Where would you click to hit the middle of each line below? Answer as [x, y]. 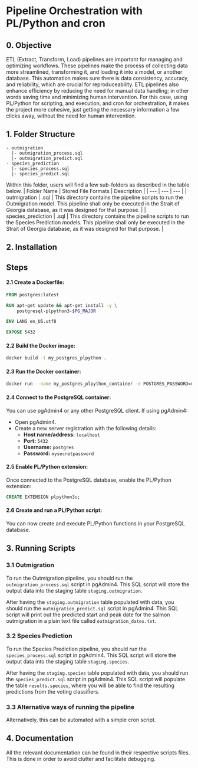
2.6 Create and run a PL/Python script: [54, 510]
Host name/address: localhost [62, 434]
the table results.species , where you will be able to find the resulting [90, 685]
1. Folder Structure [41, 134]
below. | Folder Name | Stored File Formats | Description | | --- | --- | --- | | [96, 191]
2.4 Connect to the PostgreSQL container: [59, 397]
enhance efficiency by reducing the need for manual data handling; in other [98, 91]
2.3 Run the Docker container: [44, 371]
